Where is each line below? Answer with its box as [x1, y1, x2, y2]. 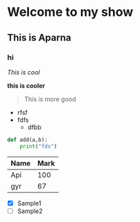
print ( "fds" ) [19, 142, 58, 149]
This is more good [24, 95, 76, 103]
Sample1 [17, 198, 42, 207]
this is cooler [7, 81, 46, 90]
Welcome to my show [7, 4, 134, 20]
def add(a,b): [7, 136, 49, 143]
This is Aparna [7, 32, 71, 44]
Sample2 [17, 207, 43, 215]
